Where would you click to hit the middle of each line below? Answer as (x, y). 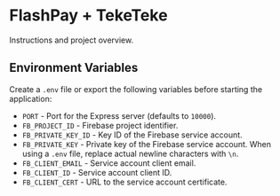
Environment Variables (74, 68)
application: (31, 98)
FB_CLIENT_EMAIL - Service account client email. (109, 163)
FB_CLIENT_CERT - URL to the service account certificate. (124, 182)
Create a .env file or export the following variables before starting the (136, 89)
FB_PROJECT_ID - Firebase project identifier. (100, 125)
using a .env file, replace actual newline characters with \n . (130, 153)
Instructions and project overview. (72, 40)
